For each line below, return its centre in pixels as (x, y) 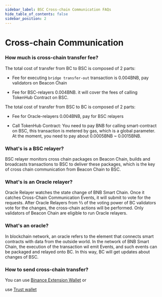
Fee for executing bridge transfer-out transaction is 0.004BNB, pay (80, 78)
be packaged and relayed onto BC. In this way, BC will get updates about (77, 252)
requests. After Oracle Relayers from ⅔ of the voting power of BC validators (81, 203)
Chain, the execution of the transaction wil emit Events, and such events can (81, 247)
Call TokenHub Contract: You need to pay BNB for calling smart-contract (84, 125)
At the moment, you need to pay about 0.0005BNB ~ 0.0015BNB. (77, 136)
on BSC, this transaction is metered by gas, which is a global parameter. (84, 131)
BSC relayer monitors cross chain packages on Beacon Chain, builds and (78, 159)
